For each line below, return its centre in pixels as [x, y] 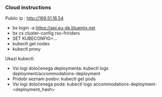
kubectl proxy [26, 49]
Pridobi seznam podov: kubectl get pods [54, 79]
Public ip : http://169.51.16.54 [34, 18]
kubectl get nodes [31, 44]
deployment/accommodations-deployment [56, 74]
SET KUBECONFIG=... [35, 38]
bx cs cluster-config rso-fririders [46, 33]
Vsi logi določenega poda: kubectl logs [52, 84]
